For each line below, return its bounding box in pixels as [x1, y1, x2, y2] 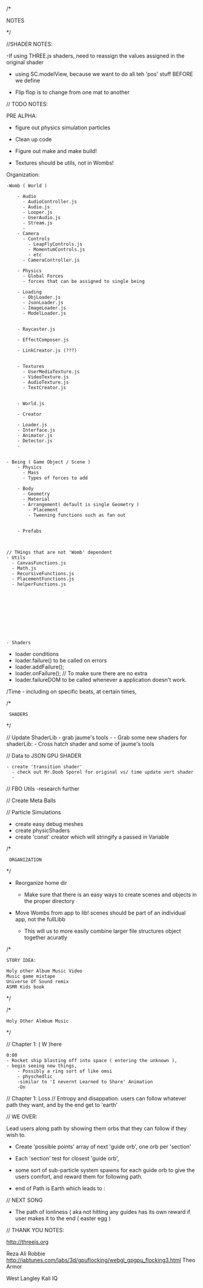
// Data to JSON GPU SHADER [6, 752, 82, 759]
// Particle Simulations [6, 809, 61, 816]
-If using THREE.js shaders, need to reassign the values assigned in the [6, 52, 185, 60]
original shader [6, 59, 44, 66]
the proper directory [24, 898, 75, 904]
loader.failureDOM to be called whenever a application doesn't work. [15, 676, 187, 683]
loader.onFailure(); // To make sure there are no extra [15, 670, 147, 676]
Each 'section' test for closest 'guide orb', [15, 1155, 119, 1162]
